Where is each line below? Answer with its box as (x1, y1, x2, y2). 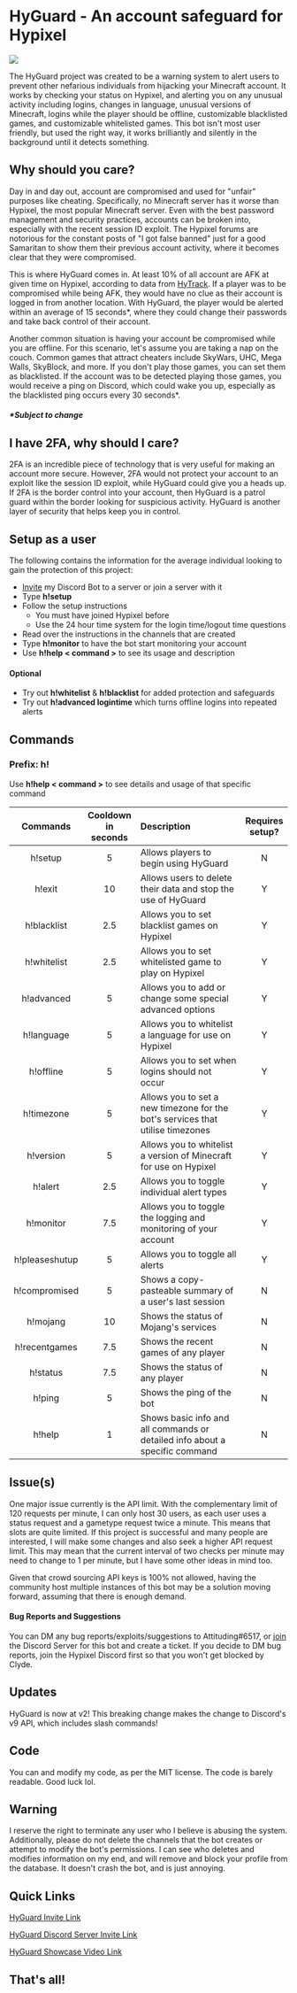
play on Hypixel (140, 967, 205, 979)
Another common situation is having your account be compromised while (9, 333, 276, 344)
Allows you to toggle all (140, 1248, 237, 1260)
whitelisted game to (140, 955, 223, 968)
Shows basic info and (140, 1411, 230, 1424)
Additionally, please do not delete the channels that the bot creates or (9, 1835, 263, 1845)
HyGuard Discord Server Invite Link (9, 1929, 138, 1940)
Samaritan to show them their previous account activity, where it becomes (9, 242, 280, 253)
